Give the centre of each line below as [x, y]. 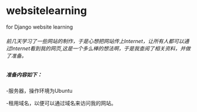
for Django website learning [40, 27]
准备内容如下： [24, 75]
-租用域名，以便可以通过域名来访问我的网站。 [61, 103]
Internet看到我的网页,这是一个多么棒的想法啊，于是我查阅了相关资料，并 [98, 48]
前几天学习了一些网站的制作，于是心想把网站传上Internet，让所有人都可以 [95, 41]
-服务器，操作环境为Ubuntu [39, 90]
